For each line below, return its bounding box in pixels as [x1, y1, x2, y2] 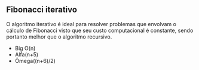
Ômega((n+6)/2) [14, 57, 56, 64]
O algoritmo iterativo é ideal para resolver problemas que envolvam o [6, 20, 176, 27]
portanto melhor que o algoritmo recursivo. [6, 33, 112, 40]
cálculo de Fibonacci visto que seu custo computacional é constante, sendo [6, 27, 194, 34]
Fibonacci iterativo [6, 5, 78, 15]
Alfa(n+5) [14, 50, 39, 58]
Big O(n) [14, 44, 36, 52]
